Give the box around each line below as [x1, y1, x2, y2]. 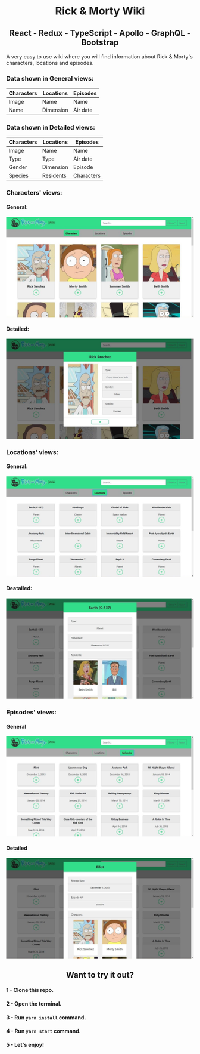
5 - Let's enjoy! [6, 1041, 45, 1048]
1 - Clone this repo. [6, 987, 54, 994]
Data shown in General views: [6, 74, 94, 82]
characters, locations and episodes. [6, 60, 94, 66]
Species [8, 172, 29, 179]
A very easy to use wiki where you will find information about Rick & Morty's [6, 53, 193, 60]
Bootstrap [81, 37, 119, 47]
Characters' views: [6, 189, 62, 197]
